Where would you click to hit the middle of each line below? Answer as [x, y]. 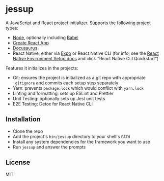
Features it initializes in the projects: [42, 68]
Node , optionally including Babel [45, 37]
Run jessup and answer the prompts [49, 147]
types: [12, 28]
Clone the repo [28, 131]
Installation [23, 119]
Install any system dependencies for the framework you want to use [81, 142]
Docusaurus [25, 48]
